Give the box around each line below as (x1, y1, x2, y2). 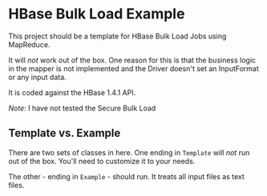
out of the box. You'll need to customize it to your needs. (8, 156, 196, 166)
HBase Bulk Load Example (8, 5, 185, 23)
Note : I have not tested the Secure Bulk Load (8, 103, 156, 113)
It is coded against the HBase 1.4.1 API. (8, 87, 136, 97)
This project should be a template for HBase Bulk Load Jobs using (8, 31, 227, 41)
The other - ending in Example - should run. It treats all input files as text (8, 171, 245, 181)
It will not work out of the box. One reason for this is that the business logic (8, 55, 257, 65)
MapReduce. (8, 39, 51, 49)
